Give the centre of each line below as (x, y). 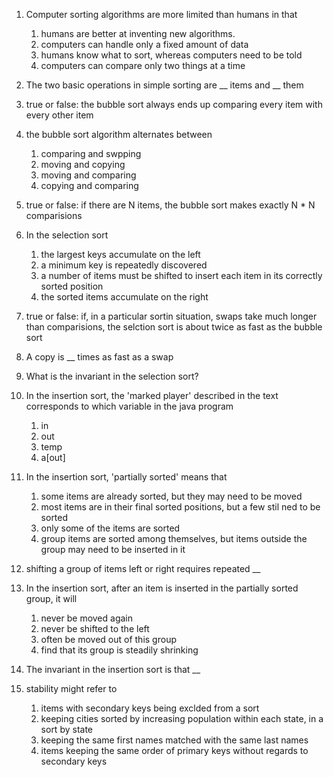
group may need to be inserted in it (113, 549)
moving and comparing (88, 175)
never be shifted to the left (95, 628)
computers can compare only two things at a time (143, 65)
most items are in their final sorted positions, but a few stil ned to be (180, 507)
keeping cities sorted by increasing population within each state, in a (182, 718)
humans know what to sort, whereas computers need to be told (171, 55)
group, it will (51, 598)
